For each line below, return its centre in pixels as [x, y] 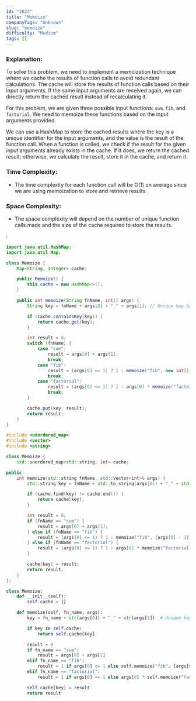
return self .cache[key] [66, 634]
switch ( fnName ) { [49, 343]
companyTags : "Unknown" [35, 22]
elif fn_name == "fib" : [56, 661]
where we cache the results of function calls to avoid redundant [83, 78]
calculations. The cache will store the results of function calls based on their [98, 84]
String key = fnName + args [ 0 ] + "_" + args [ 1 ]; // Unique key [106, 306]
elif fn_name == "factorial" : [64, 672]
